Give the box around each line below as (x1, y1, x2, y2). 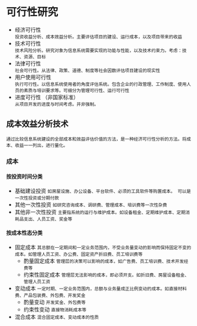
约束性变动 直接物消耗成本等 (23, 306, 87, 313)
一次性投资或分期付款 (14, 195, 59, 201)
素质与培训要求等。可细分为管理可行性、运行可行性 (23, 87, 130, 94)
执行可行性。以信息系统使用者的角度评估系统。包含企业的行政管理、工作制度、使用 (14, 81, 187, 87)
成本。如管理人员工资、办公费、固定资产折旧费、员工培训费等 (14, 251, 143, 258)
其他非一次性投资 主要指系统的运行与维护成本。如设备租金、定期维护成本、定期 (14, 208, 186, 215)
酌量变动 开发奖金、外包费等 (23, 299, 86, 306)
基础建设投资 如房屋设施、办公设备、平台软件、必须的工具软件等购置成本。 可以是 (14, 187, 191, 194)
